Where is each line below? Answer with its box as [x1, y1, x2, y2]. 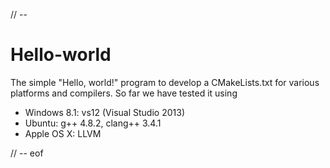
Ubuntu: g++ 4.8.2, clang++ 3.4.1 [24, 117, 162, 129]
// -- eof [10, 147, 44, 159]
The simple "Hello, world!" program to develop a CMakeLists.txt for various [10, 76, 320, 88]
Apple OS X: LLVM [24, 127, 102, 139]
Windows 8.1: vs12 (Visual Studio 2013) [24, 106, 185, 118]
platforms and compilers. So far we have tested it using [10, 87, 238, 99]
